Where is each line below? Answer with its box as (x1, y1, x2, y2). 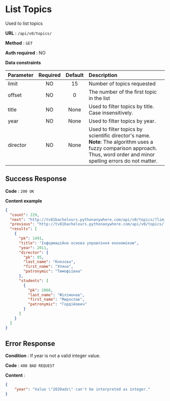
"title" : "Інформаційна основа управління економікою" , (18, 240, 139, 246)
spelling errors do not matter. (88, 157, 158, 164)
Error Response (5, 339, 56, 348)
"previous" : (10, 222, 35, 227)
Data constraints (5, 59, 41, 65)
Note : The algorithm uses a (88, 138, 153, 145)
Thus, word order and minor (88, 151, 155, 158)
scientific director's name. (88, 132, 151, 139)
